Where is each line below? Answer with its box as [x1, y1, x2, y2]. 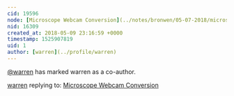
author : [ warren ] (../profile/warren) [7, 49, 117, 56]
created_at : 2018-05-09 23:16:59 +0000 [7, 29, 123, 37]
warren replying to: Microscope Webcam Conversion [7, 81, 159, 89]
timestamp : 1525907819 [7, 36, 73, 43]
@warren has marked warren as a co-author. [7, 67, 136, 76]
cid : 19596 [7, 10, 39, 17]
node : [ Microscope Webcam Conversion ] [7, 17, 120, 23]
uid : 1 [7, 42, 26, 49]
